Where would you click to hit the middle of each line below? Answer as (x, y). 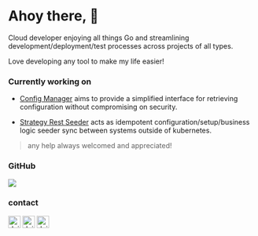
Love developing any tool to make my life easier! (87, 61)
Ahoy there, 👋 (53, 16)
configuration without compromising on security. (98, 107)
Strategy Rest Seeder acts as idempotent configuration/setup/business (135, 122)
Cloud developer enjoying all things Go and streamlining (99, 38)
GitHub (22, 166)
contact (24, 203)
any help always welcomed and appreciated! (100, 146)
